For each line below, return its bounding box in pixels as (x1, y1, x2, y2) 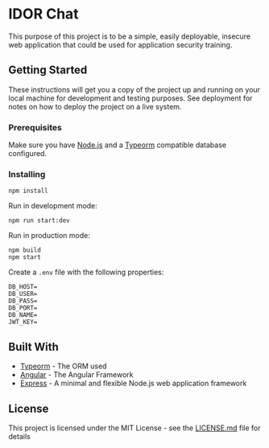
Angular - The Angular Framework (19, 370, 134, 380)
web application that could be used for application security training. (8, 39, 233, 49)
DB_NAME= (8, 311, 38, 319)
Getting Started (8, 64, 88, 77)
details (8, 431, 31, 441)
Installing (8, 168, 46, 179)
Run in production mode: (8, 231, 90, 240)
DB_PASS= (8, 297, 38, 306)
